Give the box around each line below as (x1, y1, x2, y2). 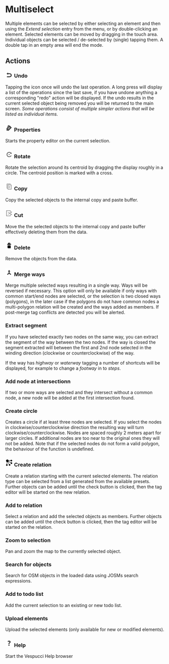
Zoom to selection (5, 536, 51, 544)
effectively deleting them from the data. (5, 229, 88, 235)
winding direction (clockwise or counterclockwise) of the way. (5, 350, 135, 356)
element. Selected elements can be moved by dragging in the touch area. (5, 31, 158, 37)
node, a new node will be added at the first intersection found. (5, 395, 135, 401)
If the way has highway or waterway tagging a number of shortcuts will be (5, 359, 160, 366)
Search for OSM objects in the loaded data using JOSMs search (5, 572, 139, 579)
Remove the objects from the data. (5, 256, 77, 262)
